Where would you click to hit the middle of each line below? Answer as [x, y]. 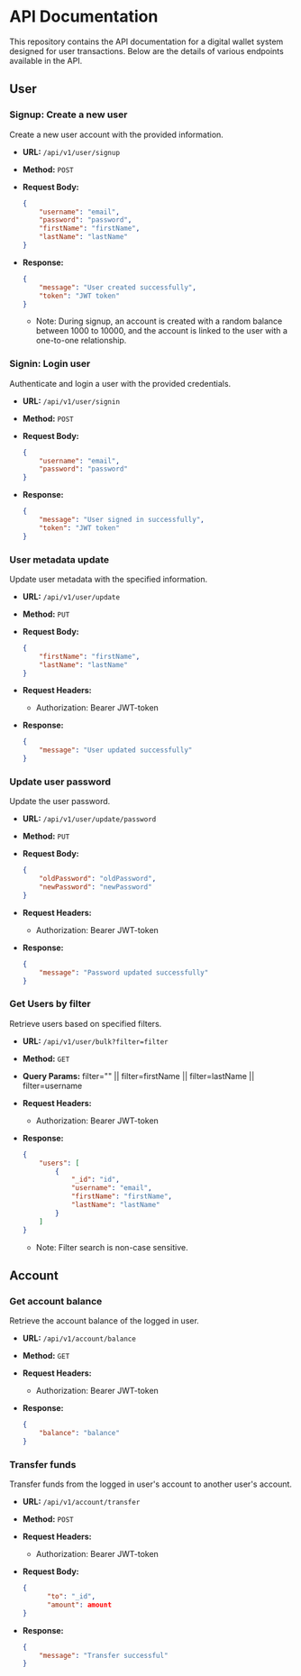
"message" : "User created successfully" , [118, 287]
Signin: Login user [50, 364]
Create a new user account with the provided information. [116, 134]
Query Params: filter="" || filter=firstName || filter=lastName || [138, 1076]
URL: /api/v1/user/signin [71, 401]
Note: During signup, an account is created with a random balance [159, 321]
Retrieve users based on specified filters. [86, 1023]
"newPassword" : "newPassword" [96, 887]
